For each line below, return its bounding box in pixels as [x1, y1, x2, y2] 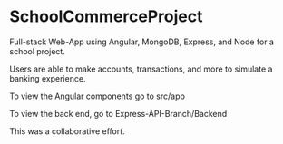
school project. [9, 45, 65, 56]
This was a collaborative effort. [9, 125, 125, 137]
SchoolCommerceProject [9, 6, 203, 27]
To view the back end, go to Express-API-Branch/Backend [9, 108, 228, 119]
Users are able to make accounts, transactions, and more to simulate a [9, 63, 273, 74]
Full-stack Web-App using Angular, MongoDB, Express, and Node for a [9, 36, 275, 47]
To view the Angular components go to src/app [9, 91, 186, 101]
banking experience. [9, 72, 86, 83]
